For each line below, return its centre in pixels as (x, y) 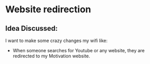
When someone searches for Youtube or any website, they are (79, 50)
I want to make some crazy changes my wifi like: (57, 40)
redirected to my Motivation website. (51, 56)
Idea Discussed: (31, 28)
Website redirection (48, 9)
